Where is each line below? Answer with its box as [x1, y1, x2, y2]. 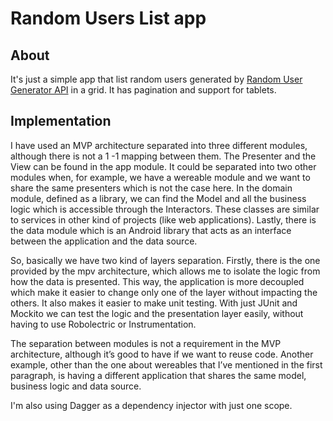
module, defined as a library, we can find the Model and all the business [10, 192, 307, 204]
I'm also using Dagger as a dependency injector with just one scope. [10, 399, 293, 411]
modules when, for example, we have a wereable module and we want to [10, 171, 311, 183]
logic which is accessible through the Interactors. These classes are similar [10, 203, 320, 215]
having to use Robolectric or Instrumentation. [10, 318, 197, 330]
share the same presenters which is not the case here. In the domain [10, 182, 293, 194]
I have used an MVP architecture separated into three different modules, [10, 139, 308, 151]
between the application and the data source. [10, 235, 198, 247]
